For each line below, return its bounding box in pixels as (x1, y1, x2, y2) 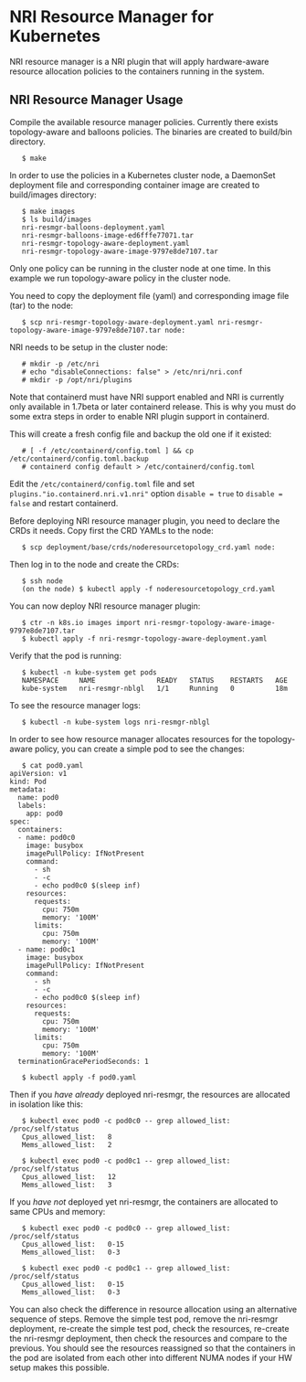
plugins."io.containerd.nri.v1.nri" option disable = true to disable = (9, 487, 283, 499)
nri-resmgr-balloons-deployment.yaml (21, 222, 166, 232)
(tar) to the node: (9, 300, 74, 311)
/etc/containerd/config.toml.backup (9, 454, 149, 463)
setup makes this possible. (9, 1362, 110, 1373)
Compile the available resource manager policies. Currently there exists (9, 116, 279, 127)
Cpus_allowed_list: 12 (21, 1172, 117, 1181)
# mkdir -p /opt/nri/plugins (21, 375, 132, 385)
